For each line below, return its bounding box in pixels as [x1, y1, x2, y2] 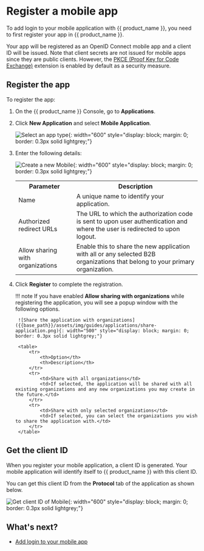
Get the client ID [6, 445, 69, 456]
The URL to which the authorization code [76, 209, 193, 218]
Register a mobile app [6, 4, 118, 18]
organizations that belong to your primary [76, 257, 195, 266]
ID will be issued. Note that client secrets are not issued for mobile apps [6, 49, 186, 56]
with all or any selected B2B [76, 249, 156, 258]
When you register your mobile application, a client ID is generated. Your [6, 461, 188, 469]
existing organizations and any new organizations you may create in [15, 386, 195, 392]
